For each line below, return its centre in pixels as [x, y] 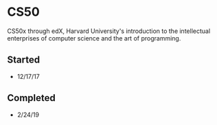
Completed [32, 98]
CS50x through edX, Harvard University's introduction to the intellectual [109, 31]
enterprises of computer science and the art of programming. [94, 38]
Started [23, 60]
